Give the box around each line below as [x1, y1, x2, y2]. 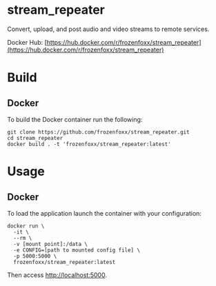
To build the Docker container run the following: [7, 115, 143, 123]
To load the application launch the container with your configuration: [7, 209, 202, 217]
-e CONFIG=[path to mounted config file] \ [13, 247, 140, 254]
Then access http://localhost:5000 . [7, 271, 107, 279]
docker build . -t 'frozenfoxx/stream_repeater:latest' [7, 141, 171, 147]
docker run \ [7, 223, 45, 229]
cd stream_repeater [7, 134, 63, 141]
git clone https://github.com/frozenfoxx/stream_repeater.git [7, 128, 190, 136]
